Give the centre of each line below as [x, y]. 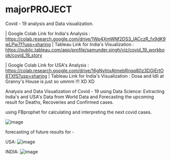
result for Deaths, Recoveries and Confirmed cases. [60, 102]
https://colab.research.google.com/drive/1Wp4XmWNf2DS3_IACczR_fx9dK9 [85, 39]
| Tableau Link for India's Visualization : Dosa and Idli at [106, 76]
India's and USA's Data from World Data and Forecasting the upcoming [80, 97]
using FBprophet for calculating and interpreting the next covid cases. [79, 112]
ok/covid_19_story [24, 55]
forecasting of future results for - [40, 132]
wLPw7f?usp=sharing [28, 44]
